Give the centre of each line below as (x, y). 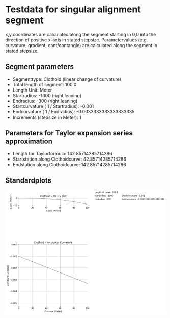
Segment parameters (40, 67)
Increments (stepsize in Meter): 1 (47, 117)
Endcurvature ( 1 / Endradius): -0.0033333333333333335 (74, 111)
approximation (29, 141)
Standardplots (29, 180)
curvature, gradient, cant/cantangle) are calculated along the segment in (81, 45)
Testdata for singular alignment (73, 9)
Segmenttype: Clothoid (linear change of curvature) (67, 79)
